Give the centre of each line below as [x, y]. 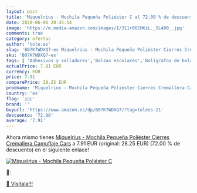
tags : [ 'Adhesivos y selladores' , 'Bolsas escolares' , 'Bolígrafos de [93, 60]
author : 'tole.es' [28, 45]
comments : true [25, 33]
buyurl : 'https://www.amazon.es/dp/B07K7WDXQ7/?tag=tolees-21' [85, 110]
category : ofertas [28, 39]
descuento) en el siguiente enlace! [48, 150]
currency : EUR [23, 72]
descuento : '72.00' [30, 115]
